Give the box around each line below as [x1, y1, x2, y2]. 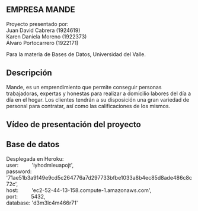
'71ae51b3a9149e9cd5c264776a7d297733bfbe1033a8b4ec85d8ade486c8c [6, 174, 193, 181]
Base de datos [6, 139, 60, 150]
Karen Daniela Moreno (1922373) [6, 33, 87, 40]
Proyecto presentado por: [6, 20, 69, 27]
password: [6, 168, 32, 175]
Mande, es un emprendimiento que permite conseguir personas [6, 83, 162, 90]
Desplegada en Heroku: [6, 155, 64, 162]
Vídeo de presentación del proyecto [6, 119, 141, 129]
